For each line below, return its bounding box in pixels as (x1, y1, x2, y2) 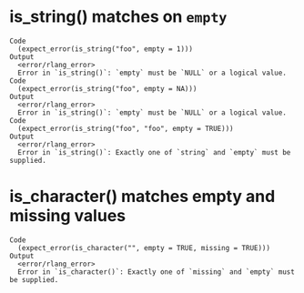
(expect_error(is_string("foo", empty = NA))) (17, 84, 198, 93)
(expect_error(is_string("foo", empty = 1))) (17, 44, 194, 54)
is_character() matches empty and (9, 187, 276, 207)
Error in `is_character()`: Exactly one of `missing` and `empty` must (17, 267, 296, 277)
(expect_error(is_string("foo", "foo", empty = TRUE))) (17, 124, 234, 133)
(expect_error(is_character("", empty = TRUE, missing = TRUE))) (17, 243, 271, 252)
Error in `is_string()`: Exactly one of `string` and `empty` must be (17, 147, 291, 157)
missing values (9, 206, 126, 227)
